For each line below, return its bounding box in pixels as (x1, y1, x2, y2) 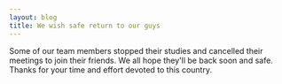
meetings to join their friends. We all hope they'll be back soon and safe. (9, 55, 273, 65)
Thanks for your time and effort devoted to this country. (9, 64, 213, 75)
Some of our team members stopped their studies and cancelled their (9, 45, 263, 56)
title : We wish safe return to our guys (9, 21, 161, 30)
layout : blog (9, 12, 58, 22)
